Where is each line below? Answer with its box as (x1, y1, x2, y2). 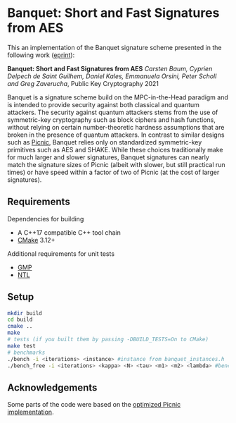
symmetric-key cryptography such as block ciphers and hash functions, (7, 115, 216, 124)
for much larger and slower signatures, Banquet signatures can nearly (7, 153, 209, 161)
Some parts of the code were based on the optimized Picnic (7, 400, 181, 409)
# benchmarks (7, 349, 46, 356)
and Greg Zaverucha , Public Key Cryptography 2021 (7, 79, 159, 87)
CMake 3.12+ (17, 235, 55, 244)
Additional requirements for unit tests (7, 249, 114, 258)
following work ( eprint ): (7, 51, 75, 59)
